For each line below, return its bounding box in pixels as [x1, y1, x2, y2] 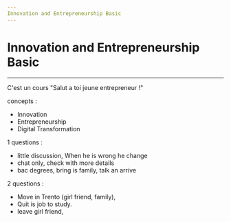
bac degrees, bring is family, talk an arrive [16, 166, 136, 174]
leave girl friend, [16, 207, 64, 215]
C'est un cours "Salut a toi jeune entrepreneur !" [7, 83, 144, 91]
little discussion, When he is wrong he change [16, 151, 148, 159]
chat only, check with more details [16, 159, 115, 167]
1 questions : [7, 138, 43, 146]
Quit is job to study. [16, 200, 72, 208]
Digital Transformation [16, 124, 80, 133]
